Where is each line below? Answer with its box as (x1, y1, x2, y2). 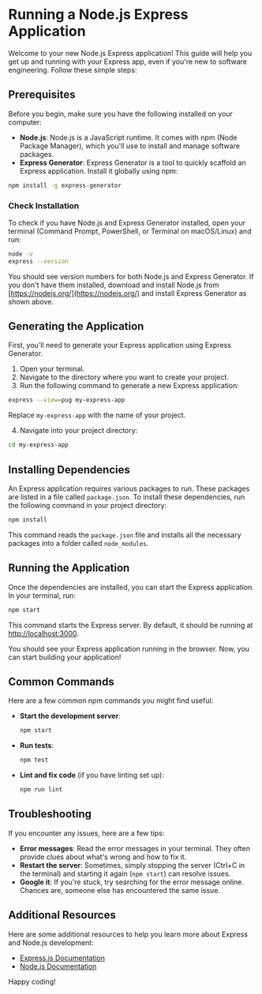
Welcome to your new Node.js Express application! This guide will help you (8, 48, 253, 58)
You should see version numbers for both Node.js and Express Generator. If (8, 271, 254, 281)
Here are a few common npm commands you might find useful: (8, 696, 214, 705)
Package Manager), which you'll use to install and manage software (19, 140, 241, 151)
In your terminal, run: (8, 590, 77, 600)
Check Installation (8, 200, 80, 211)
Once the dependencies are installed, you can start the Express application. (8, 582, 254, 592)
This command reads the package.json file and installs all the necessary (8, 530, 242, 540)
